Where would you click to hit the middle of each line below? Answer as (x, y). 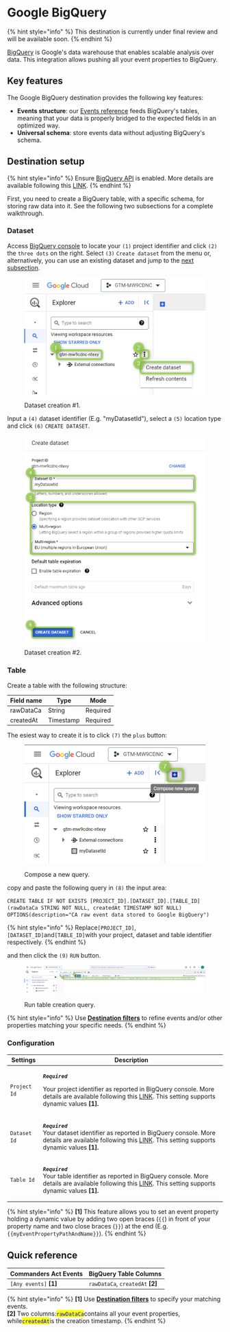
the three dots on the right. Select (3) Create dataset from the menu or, (109, 253)
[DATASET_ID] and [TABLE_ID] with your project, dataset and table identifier (110, 935)
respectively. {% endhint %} (47, 942)
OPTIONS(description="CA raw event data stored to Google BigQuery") (108, 915)
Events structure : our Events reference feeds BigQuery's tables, (108, 110)
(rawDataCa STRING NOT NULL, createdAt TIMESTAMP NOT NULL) (95, 908)
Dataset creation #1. (52, 405)
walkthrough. (26, 213)
